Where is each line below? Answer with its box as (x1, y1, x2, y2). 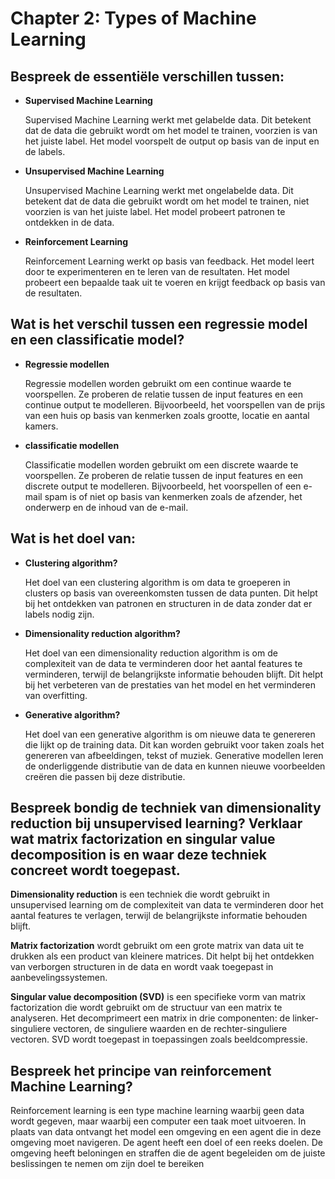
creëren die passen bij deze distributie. (24, 770, 186, 782)
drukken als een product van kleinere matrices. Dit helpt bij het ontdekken (10, 950, 315, 962)
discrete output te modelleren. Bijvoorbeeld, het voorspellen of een (24, 480, 302, 492)
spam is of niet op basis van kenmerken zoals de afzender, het (44, 490, 303, 502)
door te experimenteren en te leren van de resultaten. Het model (24, 266, 290, 277)
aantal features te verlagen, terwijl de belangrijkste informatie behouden (10, 910, 308, 922)
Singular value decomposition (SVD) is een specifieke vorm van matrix (10, 991, 306, 1003)
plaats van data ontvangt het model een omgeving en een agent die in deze (10, 1126, 322, 1138)
